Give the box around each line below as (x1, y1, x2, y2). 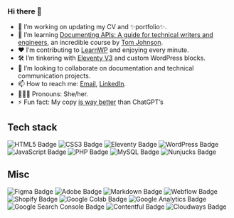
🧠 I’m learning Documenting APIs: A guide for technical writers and (17, 31, 213, 39)
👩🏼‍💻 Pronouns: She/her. (17, 90, 89, 98)
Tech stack (7, 121, 58, 133)
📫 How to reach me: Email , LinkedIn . (17, 80, 127, 88)
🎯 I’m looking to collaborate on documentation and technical (17, 64, 194, 73)
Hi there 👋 (7, 6, 43, 16)
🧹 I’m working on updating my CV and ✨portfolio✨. (17, 23, 167, 31)
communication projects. (17, 71, 91, 81)
